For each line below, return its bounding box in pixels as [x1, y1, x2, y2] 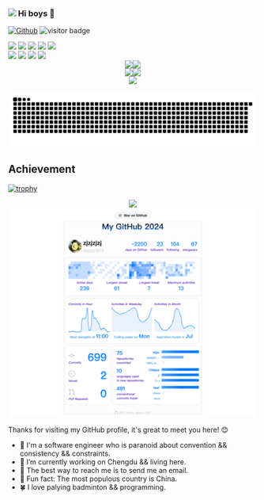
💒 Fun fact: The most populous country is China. [19, 474, 178, 483]
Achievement [8, 162, 76, 176]
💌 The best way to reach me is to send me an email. [19, 466, 188, 475]
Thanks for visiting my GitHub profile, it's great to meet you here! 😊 [8, 425, 229, 435]
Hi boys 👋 [17, 8, 55, 19]
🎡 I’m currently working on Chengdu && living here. [19, 457, 187, 467]
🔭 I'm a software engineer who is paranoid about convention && [19, 441, 228, 450]
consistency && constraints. [19, 448, 111, 459]
